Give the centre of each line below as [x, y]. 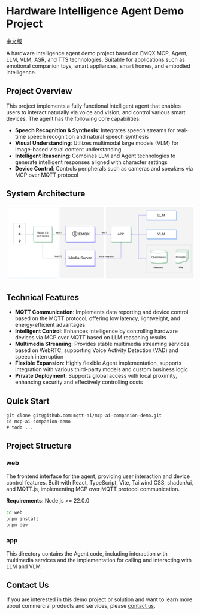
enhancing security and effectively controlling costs [79, 382]
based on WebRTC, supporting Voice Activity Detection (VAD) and [96, 350]
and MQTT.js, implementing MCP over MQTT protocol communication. [93, 489]
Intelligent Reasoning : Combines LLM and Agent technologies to [95, 156]
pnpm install [22, 519]
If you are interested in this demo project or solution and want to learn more [99, 599]
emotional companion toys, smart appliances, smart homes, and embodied [98, 66]
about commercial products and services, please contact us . [81, 606]
